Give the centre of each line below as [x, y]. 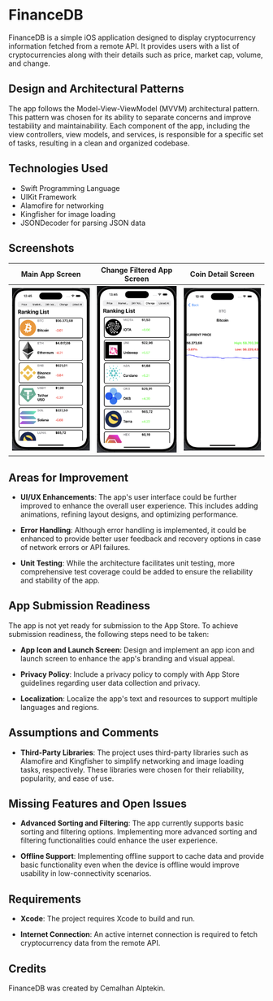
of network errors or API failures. [75, 548]
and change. [29, 63]
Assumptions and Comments [84, 733]
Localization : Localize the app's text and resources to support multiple [139, 698]
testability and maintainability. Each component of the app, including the [129, 126]
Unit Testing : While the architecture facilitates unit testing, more [128, 563]
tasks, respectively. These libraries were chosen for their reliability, [132, 769]
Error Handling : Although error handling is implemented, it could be [133, 531]
